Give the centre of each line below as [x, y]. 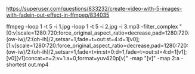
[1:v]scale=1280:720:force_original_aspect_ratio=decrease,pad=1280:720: [97, 45]
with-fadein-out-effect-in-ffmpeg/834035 [58, 15]
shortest [16, 64]
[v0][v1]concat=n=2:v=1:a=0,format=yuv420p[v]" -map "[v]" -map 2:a [93, 58]
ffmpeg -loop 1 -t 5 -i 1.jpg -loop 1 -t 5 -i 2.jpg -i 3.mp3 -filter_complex [92, 27]
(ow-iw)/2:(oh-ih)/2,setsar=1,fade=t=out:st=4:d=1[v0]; [73, 39]
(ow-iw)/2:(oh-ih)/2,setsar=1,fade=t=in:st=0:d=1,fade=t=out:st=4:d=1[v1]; [97, 52]
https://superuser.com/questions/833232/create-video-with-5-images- [94, 9]
